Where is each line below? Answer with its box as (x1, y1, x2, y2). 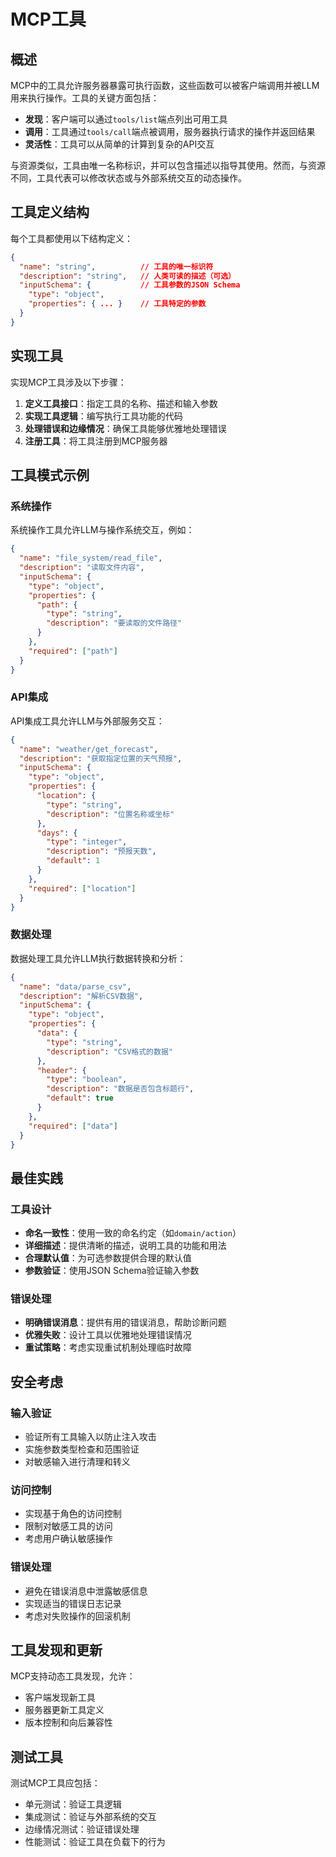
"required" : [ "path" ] (28, 646, 118, 656)
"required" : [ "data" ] (28, 1121, 118, 1131)
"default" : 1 (46, 856, 101, 866)
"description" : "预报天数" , (46, 846, 157, 857)
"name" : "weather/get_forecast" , (19, 744, 159, 754)
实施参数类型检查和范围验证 (24, 1443, 140, 1455)
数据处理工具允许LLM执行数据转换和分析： (10, 952, 187, 964)
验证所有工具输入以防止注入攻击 (24, 1431, 157, 1443)
